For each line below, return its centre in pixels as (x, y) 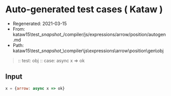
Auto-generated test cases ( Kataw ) (84, 9)
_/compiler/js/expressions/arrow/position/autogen (113, 34)
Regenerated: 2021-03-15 (40, 23)
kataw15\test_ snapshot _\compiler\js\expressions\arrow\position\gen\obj (88, 51)
